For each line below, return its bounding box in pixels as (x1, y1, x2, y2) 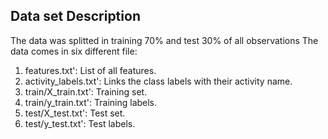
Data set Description (10, 8, 141, 25)
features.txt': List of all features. (24, 64, 157, 76)
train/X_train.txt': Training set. (24, 85, 148, 98)
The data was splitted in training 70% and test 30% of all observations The (10, 34, 319, 46)
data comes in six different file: (10, 45, 138, 57)
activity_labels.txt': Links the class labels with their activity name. (24, 75, 293, 87)
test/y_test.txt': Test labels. (24, 117, 136, 129)
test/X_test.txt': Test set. (24, 107, 126, 119)
